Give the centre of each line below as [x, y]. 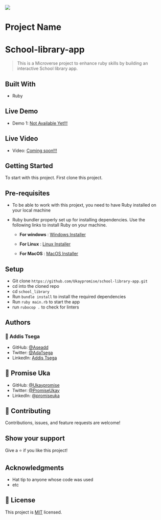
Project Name [33, 27]
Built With [20, 84]
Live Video [22, 138]
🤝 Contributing [28, 411]
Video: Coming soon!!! [34, 151]
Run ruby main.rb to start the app [46, 302]
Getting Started [29, 166]
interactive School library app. [47, 68]
